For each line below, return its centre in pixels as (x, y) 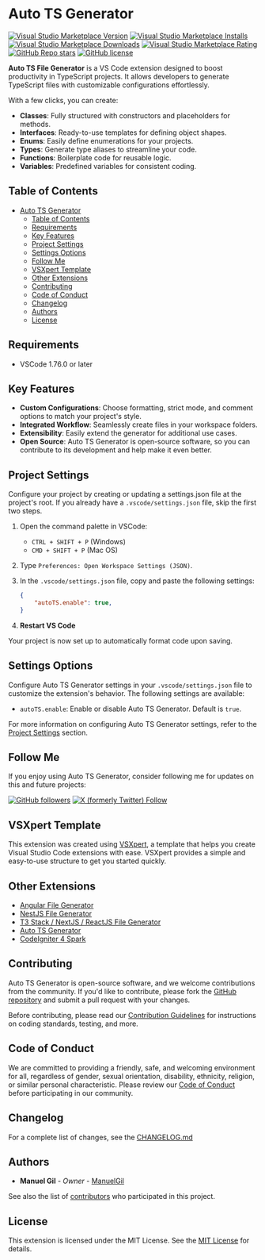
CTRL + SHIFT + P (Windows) (79, 542)
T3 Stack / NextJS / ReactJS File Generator (90, 922)
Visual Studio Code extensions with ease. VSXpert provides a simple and (127, 853)
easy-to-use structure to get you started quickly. (87, 861)
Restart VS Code (47, 625)
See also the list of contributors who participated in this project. (112, 1197)
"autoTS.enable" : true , (73, 603)
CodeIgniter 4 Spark (53, 939)
